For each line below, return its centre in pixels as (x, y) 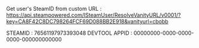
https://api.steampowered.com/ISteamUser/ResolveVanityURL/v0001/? (94, 15)
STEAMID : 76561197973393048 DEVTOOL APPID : (70, 33)
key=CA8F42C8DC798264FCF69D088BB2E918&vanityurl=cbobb (88, 21)
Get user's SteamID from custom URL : (54, 9)
